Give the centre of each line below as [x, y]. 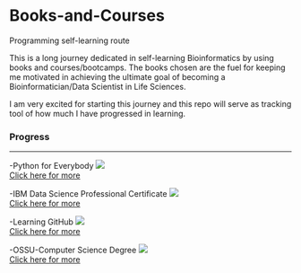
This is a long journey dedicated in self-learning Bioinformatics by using [142, 57]
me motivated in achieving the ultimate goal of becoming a [117, 76]
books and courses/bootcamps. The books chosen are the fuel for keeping [147, 67]
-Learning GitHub [42, 222]
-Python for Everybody [52, 166]
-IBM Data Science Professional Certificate [88, 194]
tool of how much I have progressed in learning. [98, 113]
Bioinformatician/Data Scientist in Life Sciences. [98, 86]
